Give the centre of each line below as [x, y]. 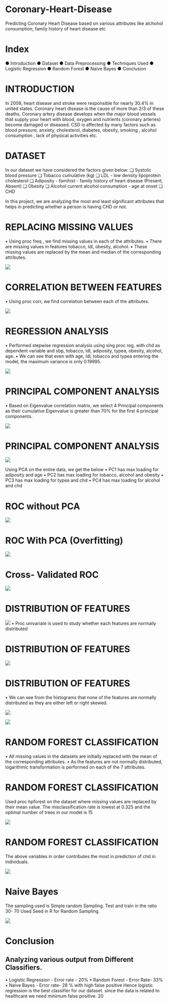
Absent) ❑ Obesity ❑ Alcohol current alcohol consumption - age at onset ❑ [84, 186]
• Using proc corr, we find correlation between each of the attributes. [77, 301]
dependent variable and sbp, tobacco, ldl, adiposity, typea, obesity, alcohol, [84, 351]
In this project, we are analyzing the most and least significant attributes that [85, 201]
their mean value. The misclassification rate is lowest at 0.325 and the [78, 807]
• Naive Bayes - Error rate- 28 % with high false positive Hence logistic [79, 985]
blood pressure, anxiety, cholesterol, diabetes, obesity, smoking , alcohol [81, 130]
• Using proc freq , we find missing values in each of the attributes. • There [84, 241]
